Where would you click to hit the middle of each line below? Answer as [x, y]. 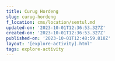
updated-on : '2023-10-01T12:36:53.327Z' [56, 28]
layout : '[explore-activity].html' [49, 44]
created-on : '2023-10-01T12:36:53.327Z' [56, 33]
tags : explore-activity [35, 49]
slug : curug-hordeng [31, 17]
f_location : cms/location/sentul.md [50, 22]
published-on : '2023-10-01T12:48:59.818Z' [58, 38]
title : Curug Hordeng [32, 11]
